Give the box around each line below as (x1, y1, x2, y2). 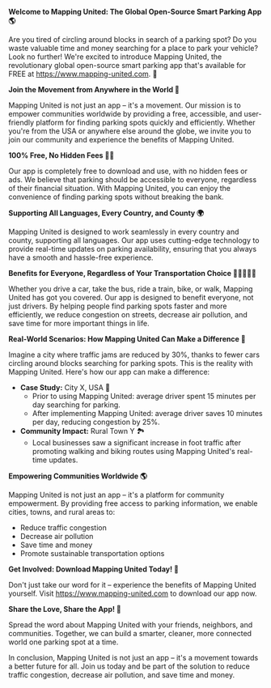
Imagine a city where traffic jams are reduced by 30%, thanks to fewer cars (8, 350, 260, 359)
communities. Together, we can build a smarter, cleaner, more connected (8, 629, 252, 638)
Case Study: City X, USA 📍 (19, 383, 111, 392)
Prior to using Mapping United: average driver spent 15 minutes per (32, 392, 256, 401)
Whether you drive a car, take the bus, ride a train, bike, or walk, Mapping (8, 284, 253, 294)
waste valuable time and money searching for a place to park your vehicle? (8, 44, 259, 53)
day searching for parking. (32, 400, 121, 410)
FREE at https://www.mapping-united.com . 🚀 (8, 69, 158, 79)
